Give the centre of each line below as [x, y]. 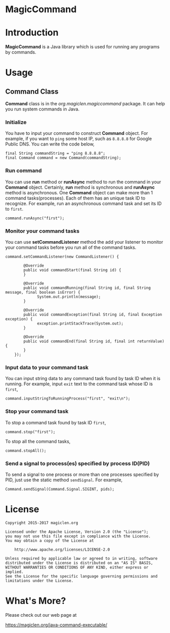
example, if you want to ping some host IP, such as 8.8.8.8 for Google [79, 139]
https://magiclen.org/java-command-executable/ [56, 625]
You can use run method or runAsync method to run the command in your [83, 182]
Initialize [16, 122]
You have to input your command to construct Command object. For [77, 133]
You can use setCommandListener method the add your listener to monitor [84, 242]
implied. [14, 572]
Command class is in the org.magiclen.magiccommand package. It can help [85, 104]
